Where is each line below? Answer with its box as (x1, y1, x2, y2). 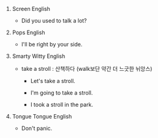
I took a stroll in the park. (30, 101, 94, 108)
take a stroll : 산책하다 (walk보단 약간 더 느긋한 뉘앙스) (21, 65, 152, 72)
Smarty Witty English (12, 53, 66, 60)
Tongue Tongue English (12, 113, 72, 120)
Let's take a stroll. (30, 78, 75, 84)
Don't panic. (21, 125, 53, 132)
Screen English (12, 5, 51, 12)
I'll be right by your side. (21, 41, 83, 48)
